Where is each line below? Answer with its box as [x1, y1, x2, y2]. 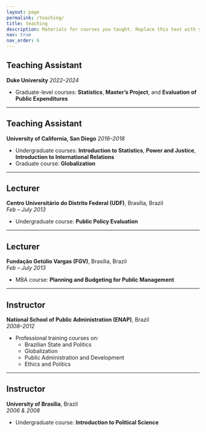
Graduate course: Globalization [15, 160, 96, 167]
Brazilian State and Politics [24, 341, 92, 349]
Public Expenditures [15, 94, 69, 102]
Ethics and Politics [24, 360, 71, 368]
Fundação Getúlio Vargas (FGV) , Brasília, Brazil [6, 258, 127, 265]
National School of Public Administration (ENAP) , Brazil [6, 316, 150, 323]
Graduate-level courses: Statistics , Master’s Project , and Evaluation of [15, 88, 197, 96]
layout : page [6, 9, 40, 15]
